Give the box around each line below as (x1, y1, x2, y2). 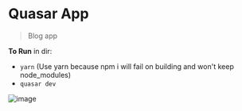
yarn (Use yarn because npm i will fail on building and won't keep (19, 61, 235, 71)
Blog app (27, 31, 58, 40)
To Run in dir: (8, 46, 53, 55)
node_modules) (19, 70, 72, 79)
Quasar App (8, 5, 89, 23)
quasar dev (19, 80, 57, 88)
